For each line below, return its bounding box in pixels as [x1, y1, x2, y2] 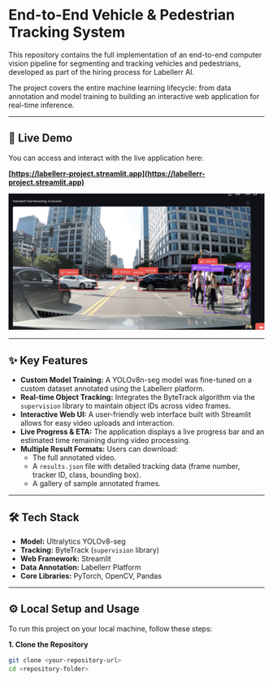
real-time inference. [8, 100, 75, 110]
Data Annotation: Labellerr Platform [19, 562, 141, 572]
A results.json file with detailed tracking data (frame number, [32, 462, 240, 471]
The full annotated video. [32, 453, 117, 462]
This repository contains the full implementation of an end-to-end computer [8, 50, 262, 59]
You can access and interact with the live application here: [8, 153, 204, 163]
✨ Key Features [8, 354, 88, 367]
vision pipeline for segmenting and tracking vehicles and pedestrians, [8, 59, 241, 68]
